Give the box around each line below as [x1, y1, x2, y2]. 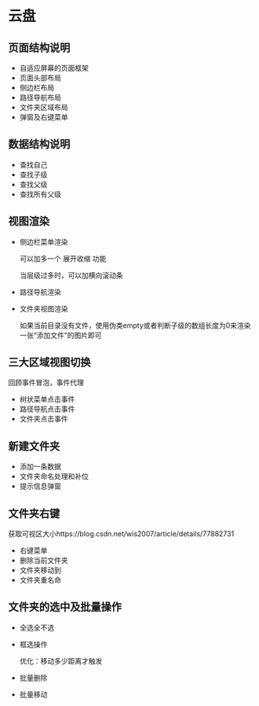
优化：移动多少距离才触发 [19, 656, 103, 665]
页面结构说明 [8, 41, 71, 54]
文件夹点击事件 [19, 414, 68, 424]
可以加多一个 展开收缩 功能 [19, 253, 107, 263]
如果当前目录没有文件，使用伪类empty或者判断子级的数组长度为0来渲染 [19, 320, 251, 330]
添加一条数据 [19, 461, 61, 472]
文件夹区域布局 [19, 103, 68, 112]
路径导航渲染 [19, 287, 61, 296]
